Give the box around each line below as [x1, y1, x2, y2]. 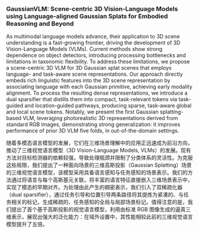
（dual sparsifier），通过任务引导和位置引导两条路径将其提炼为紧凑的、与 [6, 191, 184, 198]
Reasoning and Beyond [6, 20, 74, 28]
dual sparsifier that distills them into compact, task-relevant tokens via [6, 96, 178, 103]
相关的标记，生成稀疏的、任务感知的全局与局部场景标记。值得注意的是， [11, 199, 188, 206]
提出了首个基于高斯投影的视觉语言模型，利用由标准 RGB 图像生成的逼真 [11, 206, 186, 213]
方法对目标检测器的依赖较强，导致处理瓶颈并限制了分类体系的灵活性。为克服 [6, 154, 193, 161]
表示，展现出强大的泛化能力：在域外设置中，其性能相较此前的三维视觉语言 [11, 213, 193, 221]
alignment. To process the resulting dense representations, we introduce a [6, 89, 188, 96]
